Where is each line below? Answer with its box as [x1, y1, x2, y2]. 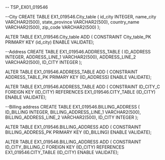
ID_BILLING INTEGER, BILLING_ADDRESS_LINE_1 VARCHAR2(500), [5, 109, 141, 115]
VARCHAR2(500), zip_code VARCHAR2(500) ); [5, 24, 101, 30]
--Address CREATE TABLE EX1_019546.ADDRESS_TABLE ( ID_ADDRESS [5, 49, 151, 54]
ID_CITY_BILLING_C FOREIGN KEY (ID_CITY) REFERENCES [5, 144, 125, 150]
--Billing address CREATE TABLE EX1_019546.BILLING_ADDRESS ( [5, 104, 140, 109]
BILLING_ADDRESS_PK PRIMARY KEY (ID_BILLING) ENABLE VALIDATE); [5, 129, 152, 135]
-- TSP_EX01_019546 [5, 4, 48, 10]
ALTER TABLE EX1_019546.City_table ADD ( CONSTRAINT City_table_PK [5, 34, 152, 40]
